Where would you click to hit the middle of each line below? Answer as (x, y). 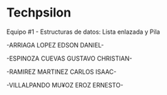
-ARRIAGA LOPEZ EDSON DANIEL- (55, 45)
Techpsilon (39, 13)
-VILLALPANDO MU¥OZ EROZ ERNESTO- (65, 85)
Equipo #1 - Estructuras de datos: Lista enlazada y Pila (83, 32)
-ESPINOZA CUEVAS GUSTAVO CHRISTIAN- (69, 58)
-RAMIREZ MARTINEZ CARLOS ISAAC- (62, 72)
